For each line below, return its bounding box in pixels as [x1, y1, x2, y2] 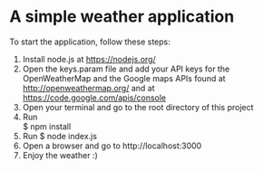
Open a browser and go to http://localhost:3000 [22, 140, 202, 151]
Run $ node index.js [22, 130, 98, 141]
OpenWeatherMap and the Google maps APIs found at [22, 72, 226, 83]
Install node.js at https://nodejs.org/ [22, 53, 156, 64]
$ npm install [22, 120, 72, 132]
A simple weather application [9, 6, 235, 27]
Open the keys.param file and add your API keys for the [22, 63, 230, 74]
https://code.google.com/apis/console [22, 92, 166, 103]
